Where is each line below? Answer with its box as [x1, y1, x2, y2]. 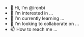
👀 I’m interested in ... [10, 10, 53, 16]
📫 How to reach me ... [10, 26, 58, 32]
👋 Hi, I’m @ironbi [10, 5, 45, 10]
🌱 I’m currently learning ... [10, 15, 65, 21]
